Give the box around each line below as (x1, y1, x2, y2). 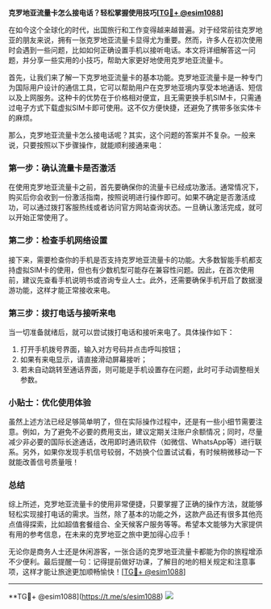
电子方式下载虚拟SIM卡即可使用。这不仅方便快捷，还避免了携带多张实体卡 (15, 103, 262, 112)
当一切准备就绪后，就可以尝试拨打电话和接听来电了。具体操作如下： (8, 327, 235, 336)
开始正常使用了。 (15, 213, 73, 222)
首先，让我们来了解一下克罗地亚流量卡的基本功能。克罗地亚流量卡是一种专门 (8, 73, 263, 82)
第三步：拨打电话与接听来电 (8, 307, 116, 319)
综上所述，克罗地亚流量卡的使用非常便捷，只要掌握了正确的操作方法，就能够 (8, 499, 263, 509)
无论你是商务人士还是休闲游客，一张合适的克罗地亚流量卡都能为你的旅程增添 (8, 547, 263, 556)
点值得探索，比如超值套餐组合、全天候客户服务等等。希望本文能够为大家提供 (8, 519, 263, 529)
